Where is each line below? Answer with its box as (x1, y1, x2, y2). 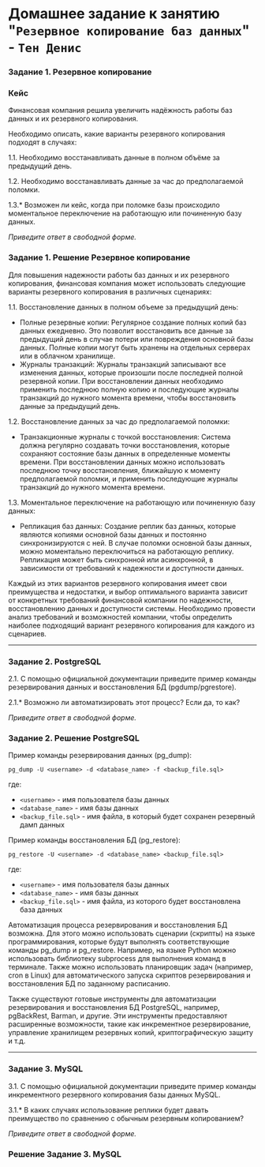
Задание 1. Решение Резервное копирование (8, 252, 191, 263)
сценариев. (8, 629, 47, 638)
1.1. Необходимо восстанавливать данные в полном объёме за (8, 153, 221, 163)
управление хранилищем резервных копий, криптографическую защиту (8, 1028, 254, 1038)
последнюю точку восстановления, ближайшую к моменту (19, 465, 221, 475)
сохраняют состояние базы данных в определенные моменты (19, 448, 231, 458)
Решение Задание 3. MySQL (8, 1148, 122, 1159)
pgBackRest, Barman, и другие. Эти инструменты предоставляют (8, 1011, 228, 1021)
